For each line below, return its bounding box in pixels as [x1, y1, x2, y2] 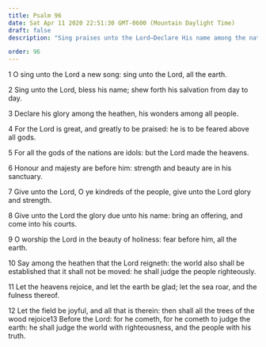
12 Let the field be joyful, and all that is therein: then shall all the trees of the [8, 306, 255, 315]
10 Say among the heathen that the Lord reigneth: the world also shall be [8, 258, 245, 268]
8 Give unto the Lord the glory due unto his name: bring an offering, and [8, 211, 243, 220]
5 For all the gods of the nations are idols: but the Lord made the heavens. [8, 148, 249, 158]
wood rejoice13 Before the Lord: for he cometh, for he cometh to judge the [8, 315, 251, 324]
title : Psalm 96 [8, 11, 62, 20]
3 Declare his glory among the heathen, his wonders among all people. [8, 109, 239, 119]
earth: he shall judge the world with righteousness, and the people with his [8, 322, 252, 333]
